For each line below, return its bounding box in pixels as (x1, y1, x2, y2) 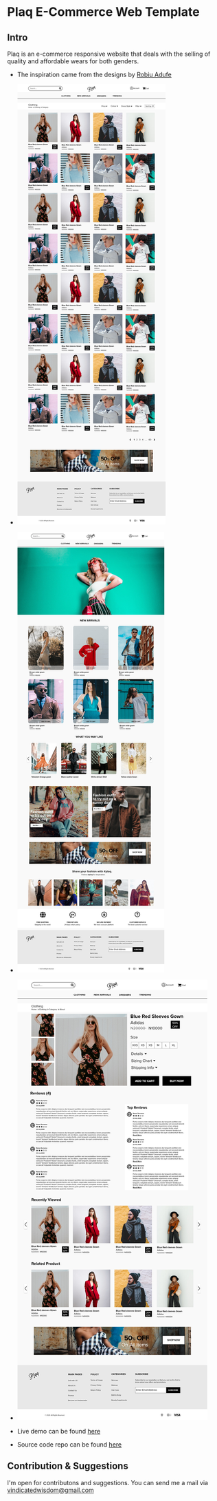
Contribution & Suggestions (7, 1460, 128, 1472)
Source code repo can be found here (16, 1440, 122, 1449)
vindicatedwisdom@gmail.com (7, 1486, 94, 1494)
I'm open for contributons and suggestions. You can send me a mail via (7, 1478, 208, 1487)
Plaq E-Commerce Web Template (7, 4, 201, 20)
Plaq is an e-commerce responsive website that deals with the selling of (7, 50, 211, 58)
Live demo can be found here (16, 1427, 101, 1435)
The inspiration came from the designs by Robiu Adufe (16, 70, 172, 78)
